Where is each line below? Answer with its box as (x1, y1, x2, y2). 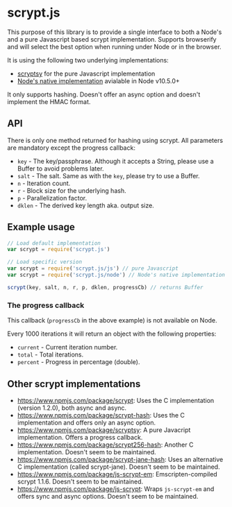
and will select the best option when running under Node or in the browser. (7, 42, 222, 51)
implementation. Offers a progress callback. (17, 433, 143, 441)
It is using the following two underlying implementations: (7, 55, 169, 64)
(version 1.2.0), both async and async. (17, 404, 127, 412)
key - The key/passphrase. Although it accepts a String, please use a (17, 157, 214, 165)
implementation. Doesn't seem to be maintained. (17, 447, 156, 456)
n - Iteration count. (17, 179, 71, 187)
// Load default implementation (7, 239, 101, 247)
